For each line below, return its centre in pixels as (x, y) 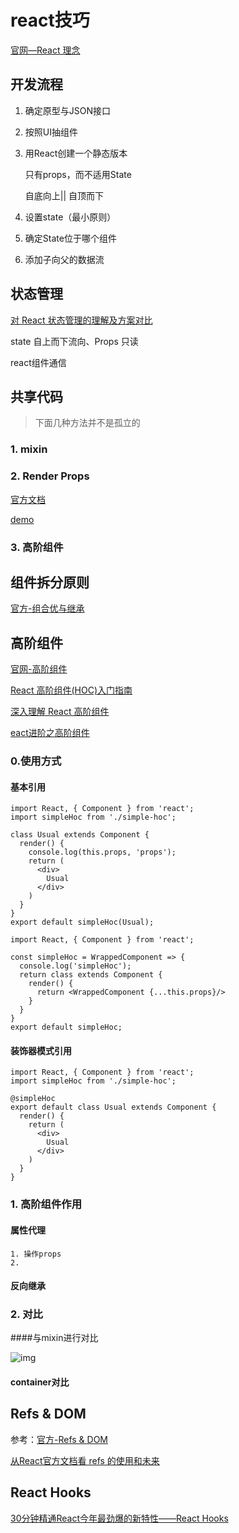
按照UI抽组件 (51, 132)
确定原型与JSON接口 (68, 110)
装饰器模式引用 (41, 1050)
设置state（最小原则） (70, 217)
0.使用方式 (36, 761)
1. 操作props (36, 1254)
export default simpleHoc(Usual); (82, 922)
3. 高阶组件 (37, 547)
